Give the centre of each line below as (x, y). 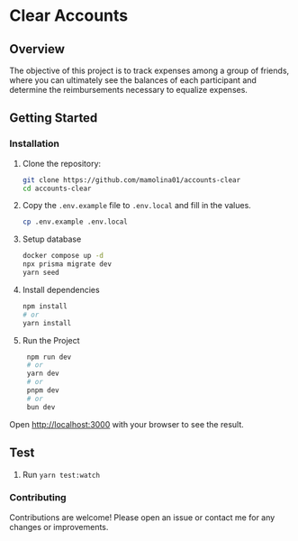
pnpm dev (43, 390)
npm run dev (49, 357)
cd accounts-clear (57, 188)
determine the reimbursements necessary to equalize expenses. (128, 90)
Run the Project (51, 340)
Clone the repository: (62, 163)
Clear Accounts (69, 16)
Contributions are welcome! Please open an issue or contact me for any (142, 517)
